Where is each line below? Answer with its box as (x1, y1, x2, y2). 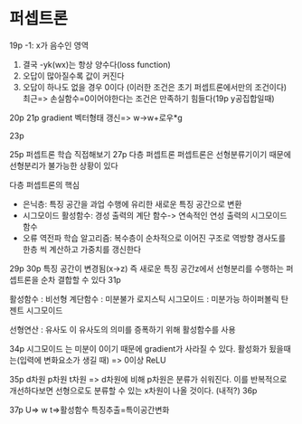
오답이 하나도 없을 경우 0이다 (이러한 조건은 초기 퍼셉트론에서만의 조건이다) (22, 81, 288, 92)
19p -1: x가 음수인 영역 (9, 40, 89, 51)
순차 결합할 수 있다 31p (40, 274, 122, 285)
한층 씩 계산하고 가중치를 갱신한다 (22, 243, 142, 254)
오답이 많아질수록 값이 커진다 (22, 70, 125, 81)
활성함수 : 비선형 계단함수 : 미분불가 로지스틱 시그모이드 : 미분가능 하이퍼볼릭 (9, 293, 279, 304)
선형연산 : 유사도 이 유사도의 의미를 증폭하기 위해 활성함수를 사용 (9, 324, 237, 334)
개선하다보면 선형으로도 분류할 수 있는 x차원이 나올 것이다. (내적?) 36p (9, 385, 258, 396)
